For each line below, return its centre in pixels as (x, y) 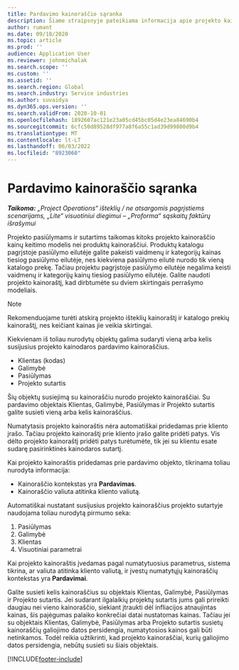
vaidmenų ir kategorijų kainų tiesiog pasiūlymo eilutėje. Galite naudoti (109, 274)
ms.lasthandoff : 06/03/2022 (49, 147)
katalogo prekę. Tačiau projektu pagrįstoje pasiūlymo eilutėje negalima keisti (119, 267)
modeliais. (22, 290)
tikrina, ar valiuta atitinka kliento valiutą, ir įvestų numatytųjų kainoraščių (113, 570)
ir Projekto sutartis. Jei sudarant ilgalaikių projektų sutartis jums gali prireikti (118, 599)
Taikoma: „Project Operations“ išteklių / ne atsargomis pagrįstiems (106, 208)
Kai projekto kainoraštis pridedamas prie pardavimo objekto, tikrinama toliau (119, 462)
